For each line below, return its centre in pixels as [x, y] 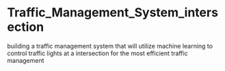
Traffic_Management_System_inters [113, 13]
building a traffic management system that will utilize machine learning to [110, 46]
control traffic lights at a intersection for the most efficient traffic [97, 53]
